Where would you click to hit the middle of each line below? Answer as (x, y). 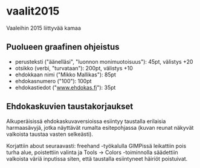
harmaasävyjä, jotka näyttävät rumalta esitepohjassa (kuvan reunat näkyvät (100, 127)
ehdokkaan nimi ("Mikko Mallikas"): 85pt (66, 75)
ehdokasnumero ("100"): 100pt (53, 81)
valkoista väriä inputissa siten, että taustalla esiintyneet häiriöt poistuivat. (97, 158)
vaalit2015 (33, 11)
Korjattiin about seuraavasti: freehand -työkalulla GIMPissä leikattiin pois (96, 146)
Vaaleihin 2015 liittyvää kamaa (44, 28)
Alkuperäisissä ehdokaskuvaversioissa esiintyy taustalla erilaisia (86, 121)
